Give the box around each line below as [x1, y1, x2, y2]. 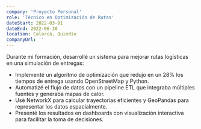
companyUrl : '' [6, 37, 45, 43]
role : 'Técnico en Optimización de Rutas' [6, 14, 114, 20]
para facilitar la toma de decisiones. [14, 116, 104, 123]
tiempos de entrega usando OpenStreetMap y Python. [14, 77, 149, 85]
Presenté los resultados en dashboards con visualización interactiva [14, 109, 184, 116]
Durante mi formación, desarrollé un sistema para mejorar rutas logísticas [6, 53, 188, 60]
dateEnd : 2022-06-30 [6, 25, 58, 32]
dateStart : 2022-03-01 [6, 20, 63, 26]
